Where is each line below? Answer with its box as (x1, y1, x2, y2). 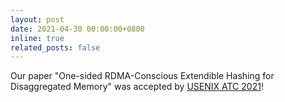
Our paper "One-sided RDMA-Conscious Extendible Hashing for (10, 70, 275, 82)
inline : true (10, 33, 65, 43)
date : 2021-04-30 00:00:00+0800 (10, 24, 145, 34)
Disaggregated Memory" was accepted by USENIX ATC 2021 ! (10, 81, 264, 93)
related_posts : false (10, 42, 101, 53)
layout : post (10, 14, 65, 25)
